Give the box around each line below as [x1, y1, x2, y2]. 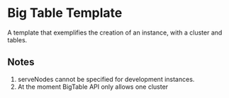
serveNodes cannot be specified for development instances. [17, 75, 195, 83]
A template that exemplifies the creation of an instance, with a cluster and [7, 28, 223, 37]
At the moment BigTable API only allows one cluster [17, 82, 169, 91]
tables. [7, 35, 28, 44]
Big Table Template [7, 5, 123, 21]
